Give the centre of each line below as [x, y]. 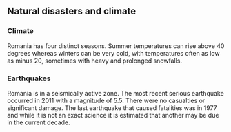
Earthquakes [29, 78]
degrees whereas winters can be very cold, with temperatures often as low [113, 53]
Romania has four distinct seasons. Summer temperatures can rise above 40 [116, 46]
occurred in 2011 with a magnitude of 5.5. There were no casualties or [106, 100]
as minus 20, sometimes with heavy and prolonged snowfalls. [95, 60]
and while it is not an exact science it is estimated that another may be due [113, 115]
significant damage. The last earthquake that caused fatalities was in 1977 [112, 108]
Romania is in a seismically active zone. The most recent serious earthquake [115, 93]
